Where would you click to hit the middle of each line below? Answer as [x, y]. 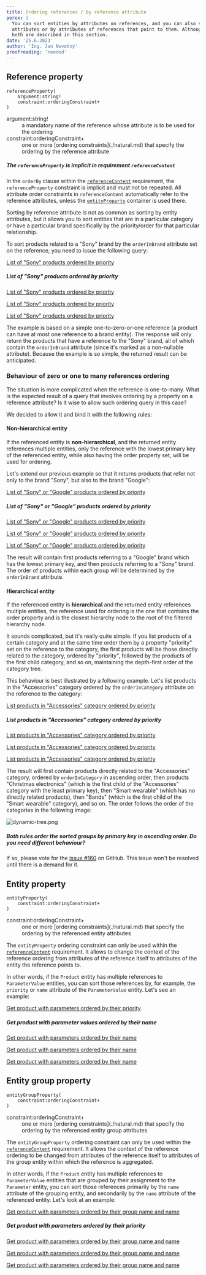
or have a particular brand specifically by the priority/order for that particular [103, 226]
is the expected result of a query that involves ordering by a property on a [100, 396]
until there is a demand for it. [43, 865]
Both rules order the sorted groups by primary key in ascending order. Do [102, 836]
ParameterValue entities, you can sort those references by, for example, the [101, 983]
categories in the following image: [49, 810]
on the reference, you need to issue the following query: [77, 250]
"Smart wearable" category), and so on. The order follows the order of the [100, 804]
